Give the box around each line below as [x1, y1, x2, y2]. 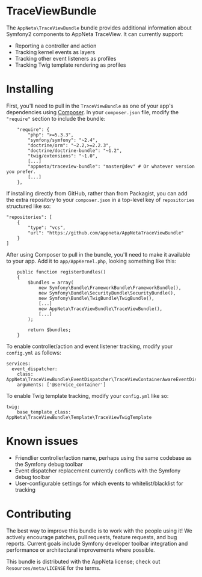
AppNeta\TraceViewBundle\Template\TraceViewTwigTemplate [6, 414, 152, 420]
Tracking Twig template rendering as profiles [14, 61, 126, 69]
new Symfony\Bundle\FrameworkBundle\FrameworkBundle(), [38, 284, 182, 291]
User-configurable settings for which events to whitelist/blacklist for [14, 480, 183, 487]
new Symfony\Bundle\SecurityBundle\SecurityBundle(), [38, 290, 176, 296]
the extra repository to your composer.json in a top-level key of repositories [6, 196, 195, 203]
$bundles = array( [28, 279, 74, 285]
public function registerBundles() [17, 269, 106, 275]
